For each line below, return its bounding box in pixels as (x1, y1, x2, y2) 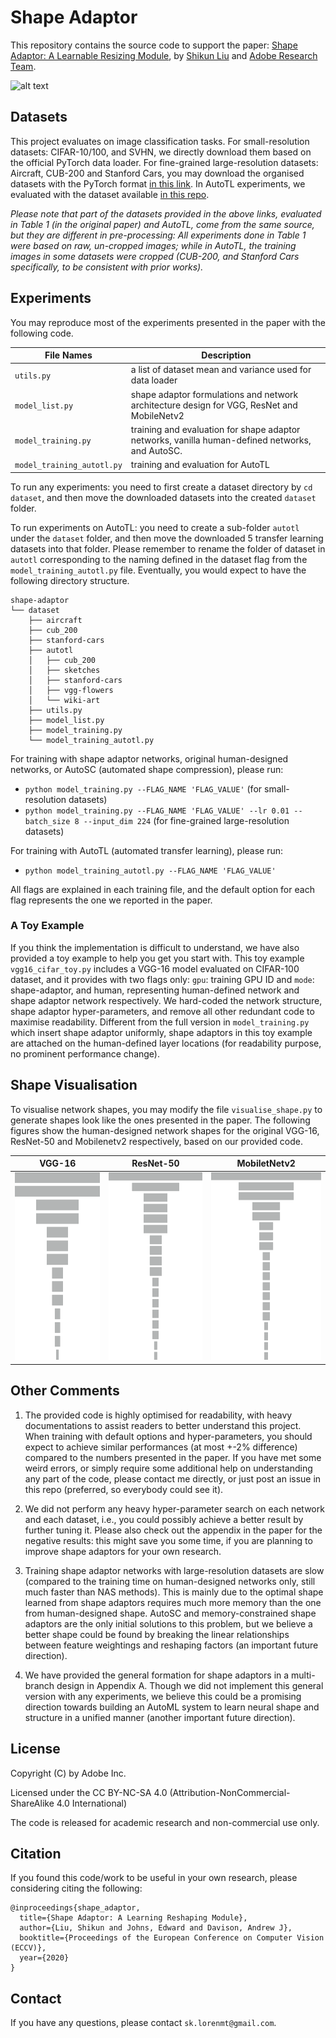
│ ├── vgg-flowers (28, 685, 114, 695)
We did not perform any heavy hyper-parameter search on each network (24, 1502, 325, 1515)
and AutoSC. (130, 444, 183, 456)
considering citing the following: (10, 1882, 143, 1895)
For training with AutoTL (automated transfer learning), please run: (10, 844, 284, 856)
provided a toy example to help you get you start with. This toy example (10, 952, 305, 964)
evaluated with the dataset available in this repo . (10, 188, 210, 200)
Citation (10, 1845, 62, 1862)
